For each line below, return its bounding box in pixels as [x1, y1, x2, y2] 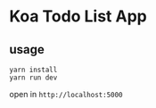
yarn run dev [9, 73, 58, 82]
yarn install [9, 65, 58, 74]
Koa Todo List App [9, 6, 147, 27]
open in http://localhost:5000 [9, 89, 123, 99]
